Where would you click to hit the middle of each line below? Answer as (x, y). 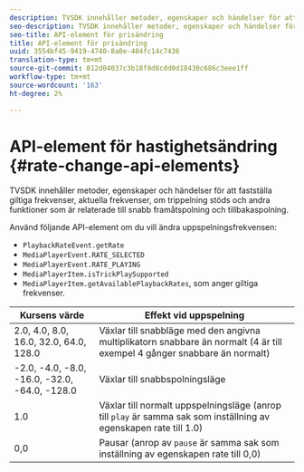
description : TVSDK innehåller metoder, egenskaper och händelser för (145, 18)
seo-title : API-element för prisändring (87, 34)
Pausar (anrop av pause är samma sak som (189, 443)
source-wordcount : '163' (56, 85)
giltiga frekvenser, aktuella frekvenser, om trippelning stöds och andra (140, 200)
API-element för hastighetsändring (143, 146)
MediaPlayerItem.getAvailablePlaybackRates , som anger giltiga (140, 284)
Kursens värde (52, 315)
